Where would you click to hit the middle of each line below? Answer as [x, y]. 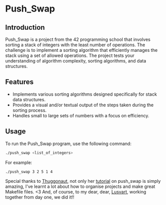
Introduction [25, 27]
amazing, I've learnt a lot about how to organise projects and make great [80, 186]
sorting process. [29, 110]
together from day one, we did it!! [40, 197]
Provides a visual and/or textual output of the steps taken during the [83, 105]
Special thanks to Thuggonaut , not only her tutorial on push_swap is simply [83, 181]
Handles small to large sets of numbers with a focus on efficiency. [81, 115]
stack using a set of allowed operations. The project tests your [70, 55]
